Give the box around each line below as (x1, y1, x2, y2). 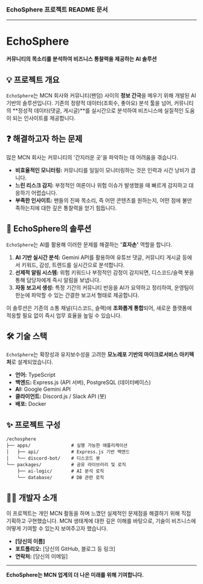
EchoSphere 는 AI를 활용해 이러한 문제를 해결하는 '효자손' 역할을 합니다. (6, 240, 173, 248)
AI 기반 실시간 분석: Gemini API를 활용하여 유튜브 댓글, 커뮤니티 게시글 (14, 254, 181, 261)
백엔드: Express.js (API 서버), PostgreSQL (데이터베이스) (14, 379, 151, 386)
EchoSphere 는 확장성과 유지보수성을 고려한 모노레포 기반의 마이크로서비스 (6, 351, 178, 358)
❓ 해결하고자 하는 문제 (6, 134, 83, 144)
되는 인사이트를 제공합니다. (12, 115, 76, 122)
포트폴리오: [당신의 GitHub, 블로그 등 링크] (14, 545, 116, 553)
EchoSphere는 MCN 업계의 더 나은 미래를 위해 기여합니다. (6, 571, 144, 579)
